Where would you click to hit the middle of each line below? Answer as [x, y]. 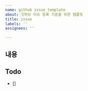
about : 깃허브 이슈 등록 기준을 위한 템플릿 [44, 14]
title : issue [19, 19]
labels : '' [16, 24]
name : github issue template [35, 10]
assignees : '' [20, 28]
